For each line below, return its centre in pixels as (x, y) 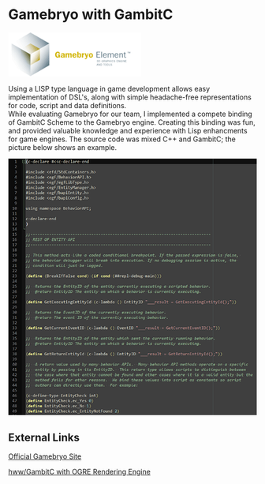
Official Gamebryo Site (45, 456)
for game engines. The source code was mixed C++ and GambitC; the (122, 139)
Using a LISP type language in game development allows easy (109, 88)
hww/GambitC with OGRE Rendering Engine (80, 472)
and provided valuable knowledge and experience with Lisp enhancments (128, 130)
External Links (44, 437)
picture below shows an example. (63, 147)
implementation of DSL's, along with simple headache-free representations (130, 97)
